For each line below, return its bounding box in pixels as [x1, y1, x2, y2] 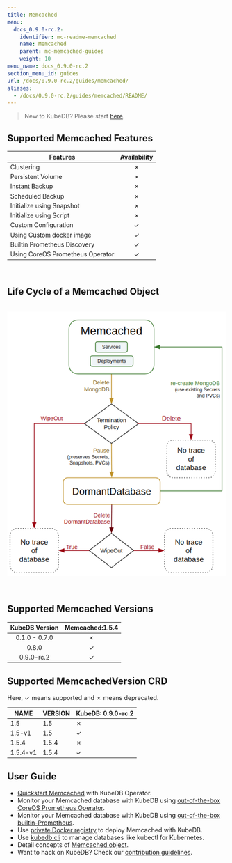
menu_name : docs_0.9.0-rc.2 [7, 63, 89, 70]
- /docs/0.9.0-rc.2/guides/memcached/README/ [13, 92, 148, 99]
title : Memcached [7, 11, 58, 18]
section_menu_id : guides [7, 70, 79, 77]
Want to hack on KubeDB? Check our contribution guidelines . [17, 848, 193, 857]
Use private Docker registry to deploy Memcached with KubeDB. [17, 826, 203, 834]
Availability [120, 153, 154, 161]
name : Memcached [19, 40, 67, 48]
